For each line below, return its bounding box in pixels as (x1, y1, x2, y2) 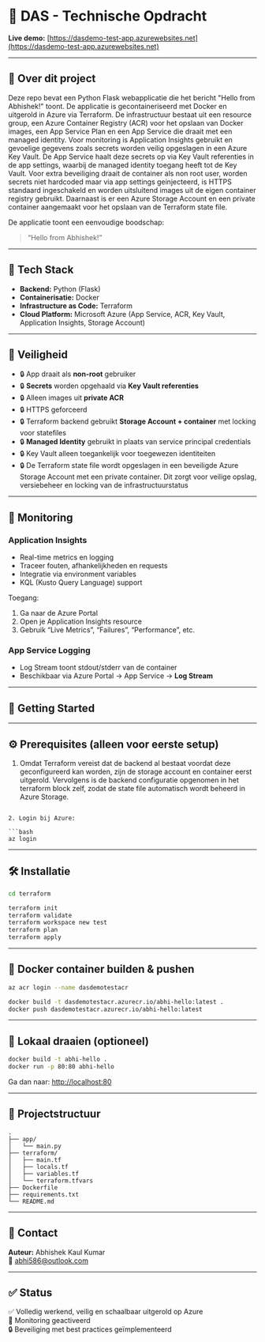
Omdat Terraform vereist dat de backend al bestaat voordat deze (19, 758, 231, 767)
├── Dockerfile (8, 1183, 58, 1192)
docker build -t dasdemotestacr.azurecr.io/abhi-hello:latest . (8, 997, 224, 1006)
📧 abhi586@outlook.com (8, 1256, 89, 1265)
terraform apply (8, 933, 62, 941)
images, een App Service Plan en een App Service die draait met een (8, 126, 233, 136)
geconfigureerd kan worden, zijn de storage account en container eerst (19, 767, 252, 776)
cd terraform (8, 889, 51, 898)
